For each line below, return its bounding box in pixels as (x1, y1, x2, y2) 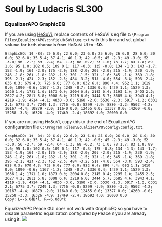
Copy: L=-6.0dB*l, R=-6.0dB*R (5, 197, 66, 202)
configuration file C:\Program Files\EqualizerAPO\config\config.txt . (5, 124, 144, 130)
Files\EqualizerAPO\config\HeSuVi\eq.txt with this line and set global (5, 37, 146, 43)
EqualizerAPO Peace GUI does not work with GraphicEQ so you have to (5, 206, 147, 212)
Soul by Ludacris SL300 (5, 3, 103, 15)
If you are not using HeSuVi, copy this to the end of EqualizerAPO (5, 119, 136, 125)
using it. (5, 216, 21, 222)
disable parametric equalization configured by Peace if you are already (5, 211, 147, 216)
